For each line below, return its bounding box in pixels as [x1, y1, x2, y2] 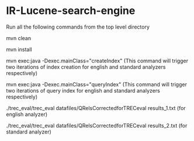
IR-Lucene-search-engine [6, 4, 136, 17]
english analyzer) [6, 111, 48, 118]
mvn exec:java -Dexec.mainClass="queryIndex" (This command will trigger [6, 80, 187, 88]
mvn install [6, 45, 32, 53]
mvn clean [6, 34, 31, 41]
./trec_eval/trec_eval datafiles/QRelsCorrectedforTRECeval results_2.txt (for [6, 122, 188, 129]
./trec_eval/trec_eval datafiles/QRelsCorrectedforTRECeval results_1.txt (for [6, 104, 186, 111]
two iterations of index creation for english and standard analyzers [6, 63, 166, 70]
